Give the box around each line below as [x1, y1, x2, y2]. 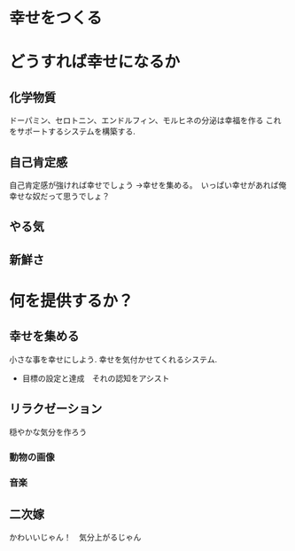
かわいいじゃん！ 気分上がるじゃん [9, 532, 142, 543]
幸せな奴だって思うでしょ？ [9, 191, 111, 201]
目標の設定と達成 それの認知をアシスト [21, 373, 170, 384]
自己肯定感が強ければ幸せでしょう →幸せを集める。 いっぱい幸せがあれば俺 [9, 180, 287, 190]
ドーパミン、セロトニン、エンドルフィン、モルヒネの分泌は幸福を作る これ [9, 115, 282, 126]
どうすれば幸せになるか [9, 52, 181, 72]
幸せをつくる [9, 8, 103, 28]
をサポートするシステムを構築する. [9, 126, 136, 137]
